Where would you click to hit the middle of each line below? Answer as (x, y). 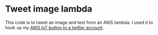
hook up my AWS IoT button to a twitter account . (55, 27)
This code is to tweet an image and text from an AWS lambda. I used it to (79, 22)
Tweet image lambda (49, 9)
